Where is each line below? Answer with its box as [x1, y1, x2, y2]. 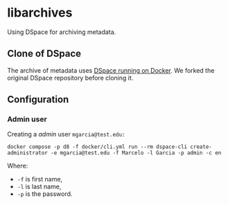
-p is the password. [17, 190, 73, 198]
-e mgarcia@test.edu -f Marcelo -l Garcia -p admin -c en [51, 150, 222, 157]
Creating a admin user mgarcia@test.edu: [7, 130, 125, 139]
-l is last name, [17, 182, 62, 191]
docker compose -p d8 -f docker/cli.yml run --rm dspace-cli [7, 143, 188, 150]
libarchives [7, 5, 73, 21]
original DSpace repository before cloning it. [7, 73, 134, 82]
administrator [7, 150, 49, 157]
